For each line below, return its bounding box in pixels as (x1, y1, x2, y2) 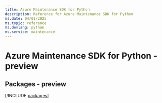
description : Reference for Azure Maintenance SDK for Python (5, 12, 133, 16)
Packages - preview (5, 80, 66, 88)
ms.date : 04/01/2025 (5, 16, 47, 21)
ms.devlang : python (5, 25, 45, 30)
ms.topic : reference (5, 20, 47, 26)
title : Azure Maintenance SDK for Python (5, 7, 90, 12)
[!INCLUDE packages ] (5, 93, 49, 98)
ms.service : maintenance (5, 29, 55, 34)
